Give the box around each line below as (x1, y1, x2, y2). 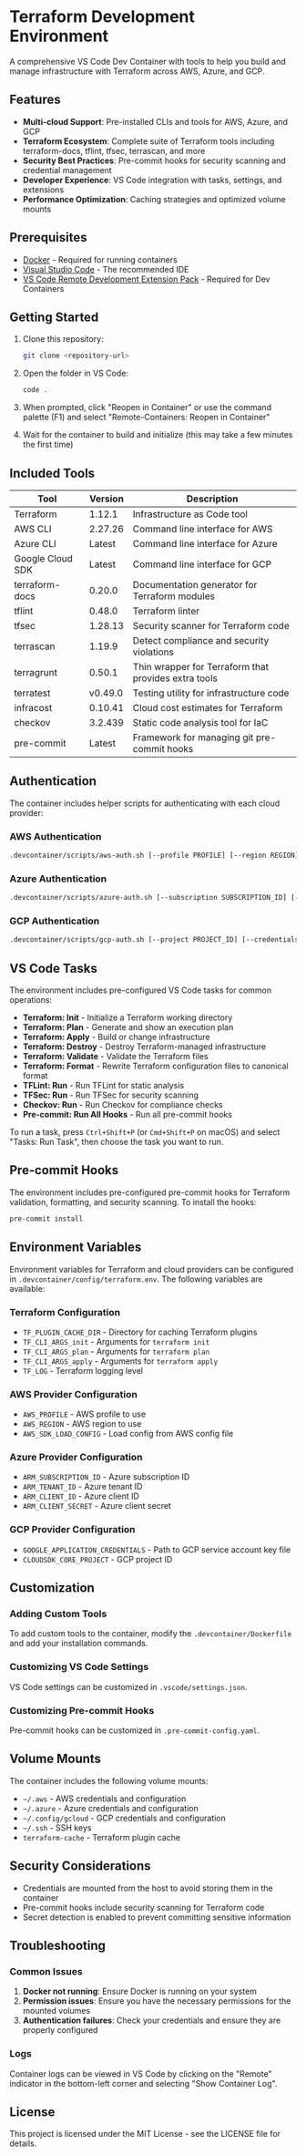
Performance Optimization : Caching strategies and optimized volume (22, 193, 286, 204)
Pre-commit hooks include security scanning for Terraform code (22, 1902, 265, 1913)
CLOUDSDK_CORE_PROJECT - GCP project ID (22, 1553, 173, 1564)
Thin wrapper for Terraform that (132, 660, 269, 673)
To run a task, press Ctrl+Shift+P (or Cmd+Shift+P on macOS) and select (9, 1127, 280, 1138)
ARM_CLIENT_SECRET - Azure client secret (22, 1501, 171, 1511)
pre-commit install (9, 1214, 84, 1223)
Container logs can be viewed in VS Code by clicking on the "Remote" (9, 2068, 272, 2079)
